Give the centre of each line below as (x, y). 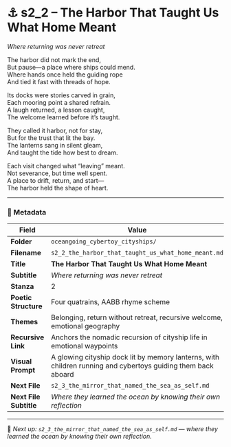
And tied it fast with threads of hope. (59, 81)
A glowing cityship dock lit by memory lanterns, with (135, 357)
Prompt (23, 370)
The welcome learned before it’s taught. (64, 117)
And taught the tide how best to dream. (63, 152)
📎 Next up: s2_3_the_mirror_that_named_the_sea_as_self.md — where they (113, 429)
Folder (21, 241)
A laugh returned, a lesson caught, (56, 110)
